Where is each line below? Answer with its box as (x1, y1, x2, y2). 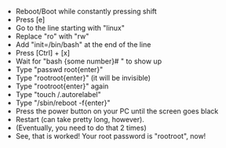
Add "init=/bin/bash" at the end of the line (15, 40, 151, 49)
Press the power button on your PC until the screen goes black (15, 106, 219, 116)
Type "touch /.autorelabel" (15, 90, 101, 99)
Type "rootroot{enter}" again (15, 81, 109, 91)
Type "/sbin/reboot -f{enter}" (15, 98, 111, 107)
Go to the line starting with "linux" (15, 23, 126, 32)
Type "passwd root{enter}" (15, 65, 104, 74)
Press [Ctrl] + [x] (15, 49, 71, 57)
